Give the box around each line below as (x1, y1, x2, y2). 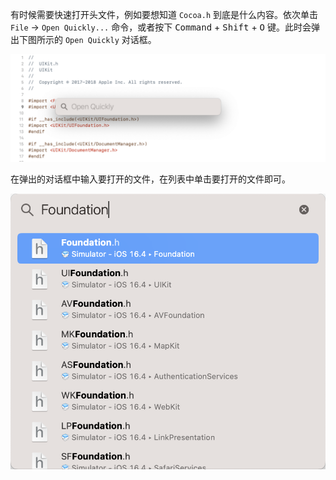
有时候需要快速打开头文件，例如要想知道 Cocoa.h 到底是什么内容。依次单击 (10, 9, 318, 20)
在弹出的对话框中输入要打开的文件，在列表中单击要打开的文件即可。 (10, 173, 291, 185)
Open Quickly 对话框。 (64, 34, 157, 45)
